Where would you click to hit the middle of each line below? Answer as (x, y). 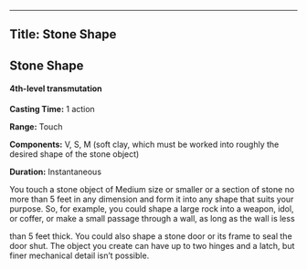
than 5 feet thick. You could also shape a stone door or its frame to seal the (151, 236)
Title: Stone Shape (63, 34)
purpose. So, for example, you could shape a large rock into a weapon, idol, (152, 208)
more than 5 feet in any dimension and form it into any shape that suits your (152, 199)
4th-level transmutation (56, 88)
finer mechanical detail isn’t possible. (79, 255)
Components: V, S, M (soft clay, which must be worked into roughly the (144, 144)
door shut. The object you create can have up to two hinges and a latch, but (152, 245)
